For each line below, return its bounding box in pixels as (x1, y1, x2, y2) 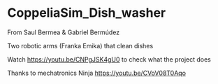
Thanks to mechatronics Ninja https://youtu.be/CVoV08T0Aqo (7, 69, 187, 77)
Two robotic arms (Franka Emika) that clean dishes (7, 41, 154, 50)
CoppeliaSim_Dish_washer (7, 5, 166, 21)
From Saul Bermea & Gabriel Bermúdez (7, 28, 120, 36)
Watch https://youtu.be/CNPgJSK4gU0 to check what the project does (7, 55, 211, 64)
